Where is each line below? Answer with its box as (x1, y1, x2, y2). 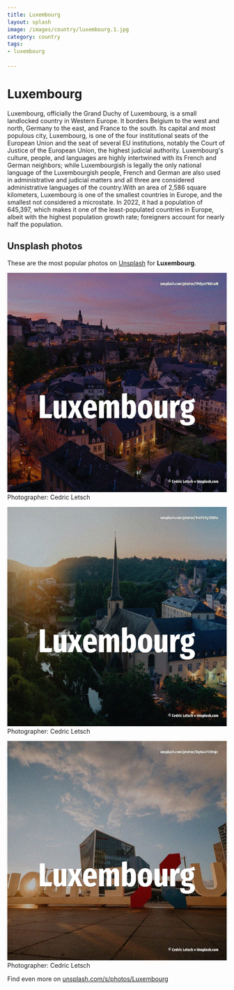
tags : (7, 40, 23, 48)
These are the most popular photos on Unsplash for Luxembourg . (7, 258, 196, 267)
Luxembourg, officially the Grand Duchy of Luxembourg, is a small (7, 109, 197, 118)
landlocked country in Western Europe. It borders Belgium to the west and (7, 116, 219, 125)
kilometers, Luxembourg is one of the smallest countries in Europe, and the (7, 190, 223, 198)
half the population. (7, 220, 63, 228)
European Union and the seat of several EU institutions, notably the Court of (7, 139, 225, 147)
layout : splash (7, 18, 52, 26)
